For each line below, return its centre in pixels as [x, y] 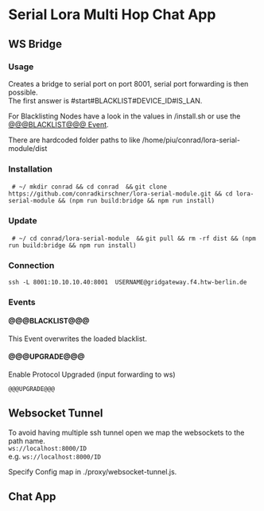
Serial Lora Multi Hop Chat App [112, 15]
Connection [31, 265]
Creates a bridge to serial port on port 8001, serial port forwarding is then [128, 83]
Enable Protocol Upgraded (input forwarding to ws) [92, 374]
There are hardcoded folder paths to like [74, 140]
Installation [31, 168]
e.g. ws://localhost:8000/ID [55, 456]
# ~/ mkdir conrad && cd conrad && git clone [89, 187]
